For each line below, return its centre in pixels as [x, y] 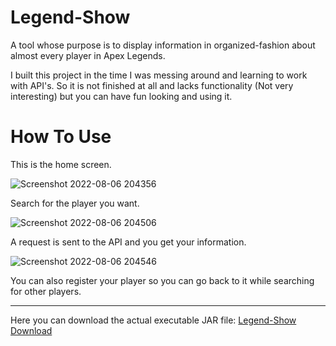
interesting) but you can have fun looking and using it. [121, 96]
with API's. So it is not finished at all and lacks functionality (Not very [152, 85]
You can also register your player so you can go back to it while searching [162, 280]
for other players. [46, 291]
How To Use [61, 137]
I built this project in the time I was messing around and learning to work [159, 75]
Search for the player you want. [75, 203]
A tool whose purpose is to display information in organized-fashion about [163, 45]
